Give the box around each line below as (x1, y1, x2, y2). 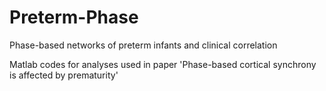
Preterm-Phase (9, 6, 139, 29)
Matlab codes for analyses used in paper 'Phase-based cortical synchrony (9, 58, 317, 70)
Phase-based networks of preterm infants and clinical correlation (9, 39, 278, 51)
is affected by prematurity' (9, 69, 119, 81)
